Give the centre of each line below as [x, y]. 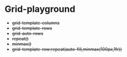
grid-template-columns [36, 23]
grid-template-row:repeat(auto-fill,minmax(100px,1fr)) [67, 49]
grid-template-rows [32, 28]
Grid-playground [40, 9]
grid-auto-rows [27, 33]
